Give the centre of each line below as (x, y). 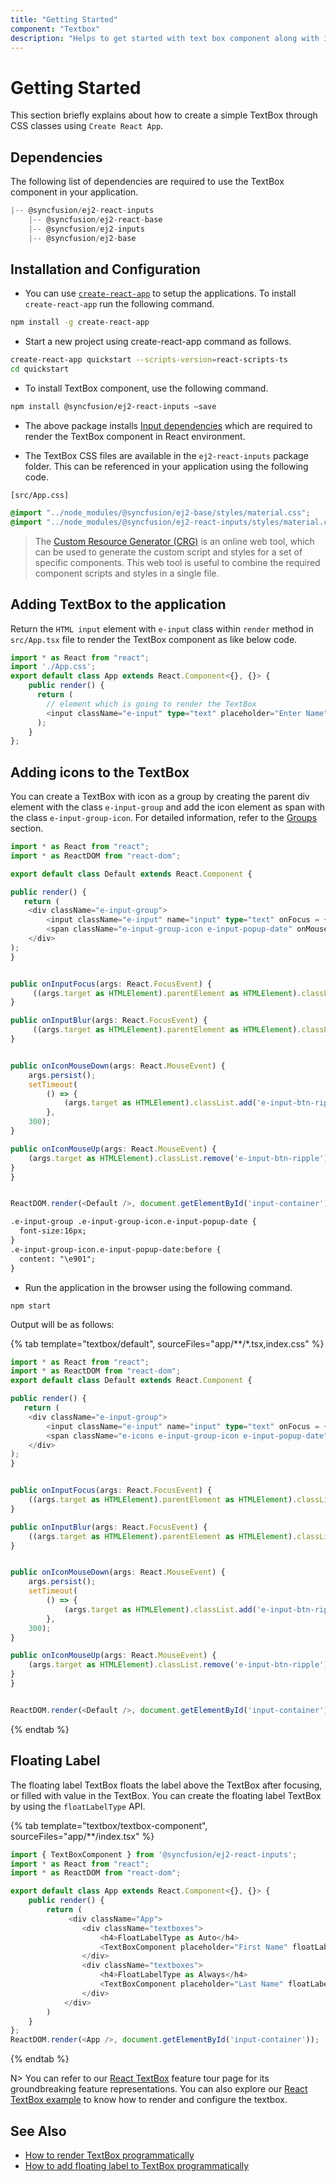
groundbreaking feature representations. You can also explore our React (159, 2089)
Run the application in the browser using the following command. (158, 1287)
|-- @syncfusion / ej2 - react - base (95, 220)
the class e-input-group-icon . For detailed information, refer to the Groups (164, 818)
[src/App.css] (40, 495)
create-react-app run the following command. (119, 304)
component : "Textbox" (55, 29)
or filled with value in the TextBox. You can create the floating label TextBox (166, 1795)
